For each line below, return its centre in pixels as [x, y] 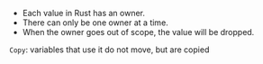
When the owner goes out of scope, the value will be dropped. [138, 32]
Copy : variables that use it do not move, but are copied [109, 50]
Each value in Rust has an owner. [84, 13]
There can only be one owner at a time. [95, 23]
